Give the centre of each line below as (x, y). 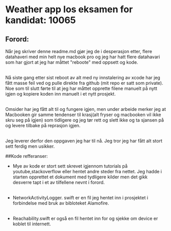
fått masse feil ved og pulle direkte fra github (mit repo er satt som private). (84, 83)
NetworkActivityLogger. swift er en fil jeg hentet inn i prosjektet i (80, 198)
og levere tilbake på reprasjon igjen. (43, 125)
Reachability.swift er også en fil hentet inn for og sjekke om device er (85, 218)
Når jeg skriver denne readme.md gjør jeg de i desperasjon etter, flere (79, 51)
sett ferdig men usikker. (30, 146)
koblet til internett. (32, 224)
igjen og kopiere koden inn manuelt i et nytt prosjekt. (60, 94)
